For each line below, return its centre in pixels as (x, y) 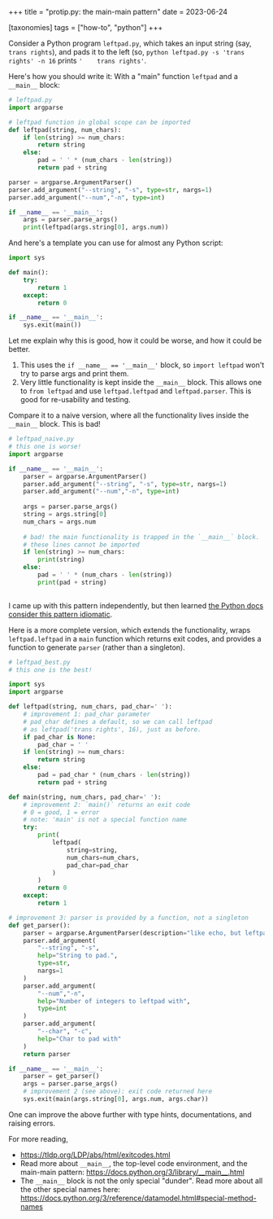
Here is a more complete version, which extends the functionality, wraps (130, 629)
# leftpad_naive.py (41, 439)
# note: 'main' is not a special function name (105, 820)
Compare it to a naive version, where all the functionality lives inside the (129, 415)
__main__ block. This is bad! (55, 424)
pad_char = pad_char (97, 865)
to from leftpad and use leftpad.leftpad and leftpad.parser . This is (136, 391)
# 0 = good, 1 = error (61, 812)
